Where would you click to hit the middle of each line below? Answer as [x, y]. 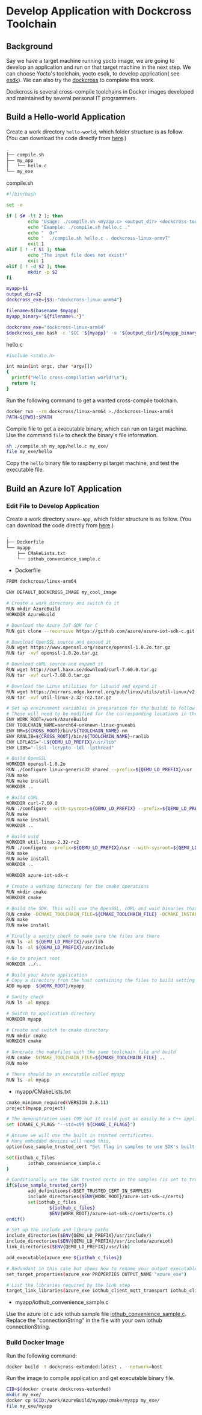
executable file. [25, 470]
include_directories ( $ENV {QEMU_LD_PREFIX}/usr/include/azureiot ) [90, 1241]
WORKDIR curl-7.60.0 [32, 803]
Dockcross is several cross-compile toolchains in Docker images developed [100, 91]
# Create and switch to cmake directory [58, 1030]
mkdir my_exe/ [24, 1395]
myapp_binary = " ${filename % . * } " [45, 316]
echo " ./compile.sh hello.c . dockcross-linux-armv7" [99, 239]
